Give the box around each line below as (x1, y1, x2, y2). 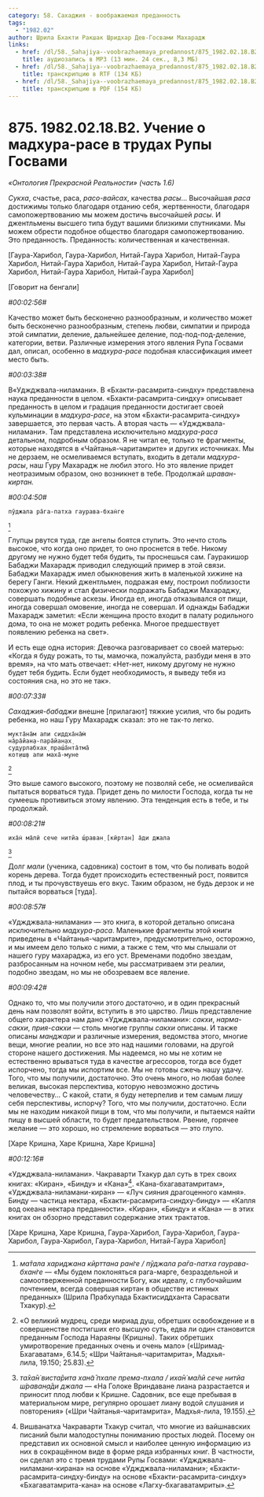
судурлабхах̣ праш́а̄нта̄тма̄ (8, 744, 90, 752)
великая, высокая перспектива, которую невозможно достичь (8, 1082, 220, 1091)
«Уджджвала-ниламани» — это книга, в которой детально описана (8, 917, 235, 927)
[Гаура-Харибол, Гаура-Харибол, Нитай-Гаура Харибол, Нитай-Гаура (8, 250, 240, 260)
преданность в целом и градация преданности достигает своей (8, 402, 224, 412)
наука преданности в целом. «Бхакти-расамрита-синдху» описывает (8, 394, 243, 403)
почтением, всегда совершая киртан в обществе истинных (19, 1284, 219, 1293)
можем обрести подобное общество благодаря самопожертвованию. (8, 227, 245, 236)
